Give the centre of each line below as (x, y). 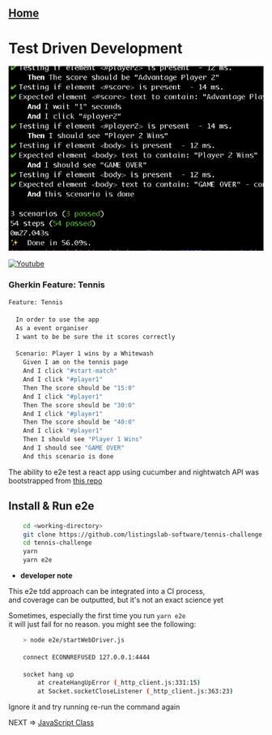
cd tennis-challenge (57, 543)
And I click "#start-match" (70, 371)
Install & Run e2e (51, 506)
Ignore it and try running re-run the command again (94, 707)
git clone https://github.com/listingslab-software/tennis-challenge (143, 535)
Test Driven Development (96, 48)
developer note (46, 576)
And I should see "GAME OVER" (74, 448)
